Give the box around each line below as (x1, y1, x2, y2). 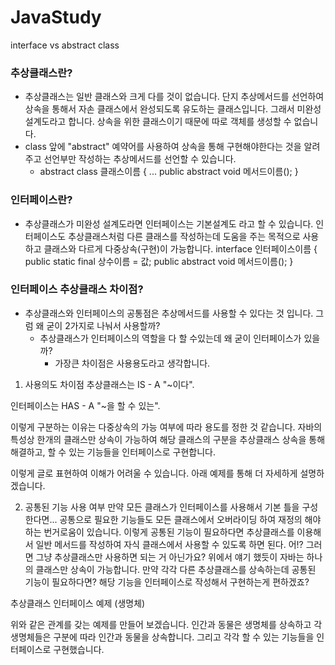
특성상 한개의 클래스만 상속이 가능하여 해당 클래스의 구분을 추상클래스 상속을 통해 (10, 433, 326, 445)
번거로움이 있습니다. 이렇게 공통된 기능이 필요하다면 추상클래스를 (43, 526, 295, 538)
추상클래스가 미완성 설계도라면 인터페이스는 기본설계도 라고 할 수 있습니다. (24, 217, 314, 230)
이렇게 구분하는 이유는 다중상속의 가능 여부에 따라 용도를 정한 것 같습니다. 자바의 (10, 421, 323, 433)
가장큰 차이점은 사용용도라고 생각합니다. (54, 357, 211, 369)
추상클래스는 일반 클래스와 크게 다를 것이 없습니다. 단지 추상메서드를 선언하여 (24, 91, 325, 103)
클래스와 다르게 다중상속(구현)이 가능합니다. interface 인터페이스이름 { (43, 242, 318, 255)
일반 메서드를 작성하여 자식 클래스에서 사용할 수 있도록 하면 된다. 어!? (35, 538, 304, 550)
